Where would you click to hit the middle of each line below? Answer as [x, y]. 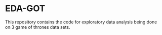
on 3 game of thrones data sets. [38, 27]
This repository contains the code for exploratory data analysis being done [81, 22]
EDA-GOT [25, 9]
